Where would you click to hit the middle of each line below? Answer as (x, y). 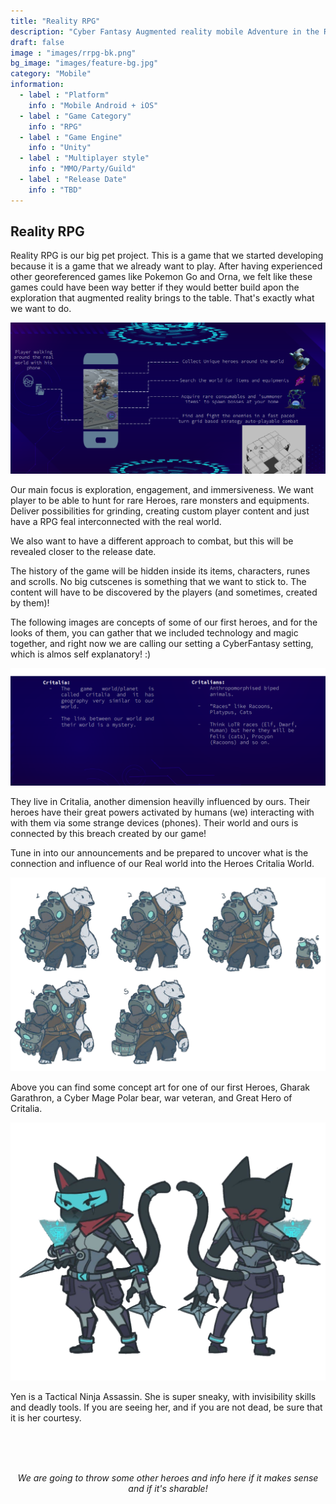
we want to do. (41, 309)
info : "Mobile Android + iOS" (93, 105)
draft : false (37, 42)
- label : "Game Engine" (71, 137)
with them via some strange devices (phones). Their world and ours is (154, 823)
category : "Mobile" (51, 74)
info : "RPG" (55, 126)
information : (37, 85)
